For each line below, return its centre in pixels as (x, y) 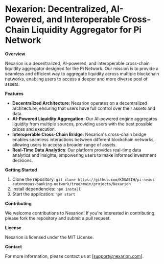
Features (14, 94)
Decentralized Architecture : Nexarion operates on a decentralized (80, 103)
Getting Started (21, 169)
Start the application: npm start (44, 194)
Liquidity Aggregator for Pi (87, 30)
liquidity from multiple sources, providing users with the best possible (82, 124)
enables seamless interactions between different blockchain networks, (83, 139)
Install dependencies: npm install (46, 189)
